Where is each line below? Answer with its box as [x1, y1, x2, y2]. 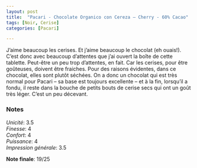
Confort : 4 [6, 131, 31, 138]
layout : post [6, 8, 38, 15]
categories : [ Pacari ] [6, 25, 60, 31]
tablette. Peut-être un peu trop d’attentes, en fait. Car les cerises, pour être [6, 59, 188, 66]
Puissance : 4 [6, 137, 38, 145]
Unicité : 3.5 [6, 119, 34, 126]
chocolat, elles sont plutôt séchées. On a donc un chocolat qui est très [6, 72, 178, 79]
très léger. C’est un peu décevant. [6, 91, 88, 98]
